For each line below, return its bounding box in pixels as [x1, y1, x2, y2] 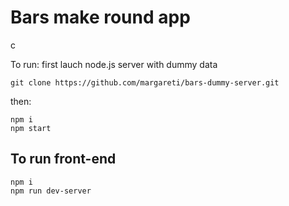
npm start [10, 123, 52, 133]
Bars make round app [10, 6, 191, 29]
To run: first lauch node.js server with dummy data [10, 58, 218, 70]
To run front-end [10, 151, 117, 168]
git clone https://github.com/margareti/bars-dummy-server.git [10, 77, 280, 88]
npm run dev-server [10, 186, 92, 196]
